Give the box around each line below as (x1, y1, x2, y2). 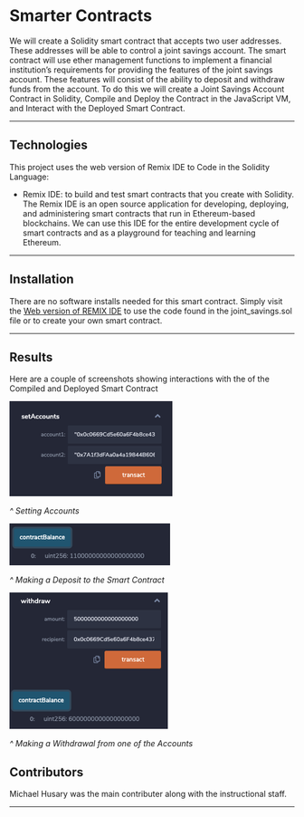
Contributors (9, 764, 84, 780)
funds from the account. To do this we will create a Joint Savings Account (9, 83, 285, 94)
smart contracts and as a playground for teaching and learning (22, 227, 256, 238)
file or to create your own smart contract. (9, 314, 163, 326)
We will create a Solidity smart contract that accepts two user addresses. (9, 35, 282, 46)
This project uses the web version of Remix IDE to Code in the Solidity (9, 161, 270, 172)
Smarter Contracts (9, 5, 152, 26)
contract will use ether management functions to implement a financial (9, 54, 272, 65)
